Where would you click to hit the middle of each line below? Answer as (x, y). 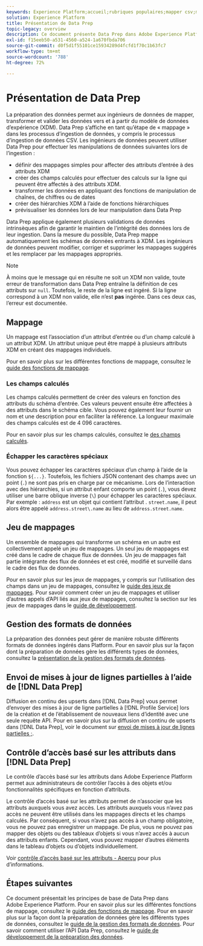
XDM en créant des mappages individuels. (59, 350)
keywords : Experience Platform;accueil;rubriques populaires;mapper (94, 12)
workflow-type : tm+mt (34, 52)
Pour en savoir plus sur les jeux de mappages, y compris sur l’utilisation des (101, 579)
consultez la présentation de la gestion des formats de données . (86, 658)
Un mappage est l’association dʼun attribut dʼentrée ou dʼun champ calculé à (101, 337)
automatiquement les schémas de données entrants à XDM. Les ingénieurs (100, 241)
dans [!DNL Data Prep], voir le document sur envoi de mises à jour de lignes (101, 727)
